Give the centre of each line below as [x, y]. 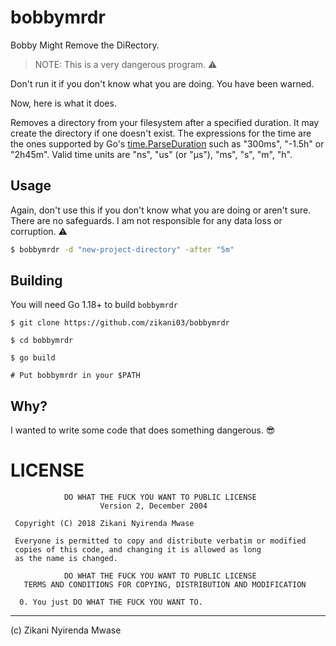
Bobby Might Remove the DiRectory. [85, 45]
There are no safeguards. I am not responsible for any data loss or [146, 220]
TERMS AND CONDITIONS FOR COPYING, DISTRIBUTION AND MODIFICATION [165, 585]
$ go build [33, 358]
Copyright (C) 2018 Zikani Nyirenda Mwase [104, 524]
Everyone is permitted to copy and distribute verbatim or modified [160, 541]
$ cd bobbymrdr [42, 341]
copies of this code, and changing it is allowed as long [138, 550]
